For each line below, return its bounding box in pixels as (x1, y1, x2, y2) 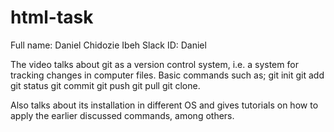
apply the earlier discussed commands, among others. (10, 109, 235, 121)
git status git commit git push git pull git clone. (10, 79, 201, 91)
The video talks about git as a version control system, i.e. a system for (10, 58, 299, 70)
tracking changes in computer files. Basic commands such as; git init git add (10, 69, 325, 81)
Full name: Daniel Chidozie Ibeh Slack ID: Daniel (10, 39, 207, 51)
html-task (10, 6, 94, 29)
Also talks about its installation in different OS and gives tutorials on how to (10, 99, 319, 111)
